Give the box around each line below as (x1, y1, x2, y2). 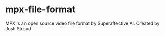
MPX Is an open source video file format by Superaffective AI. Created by (5, 20, 160, 26)
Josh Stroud (5, 25, 31, 31)
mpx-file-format (5, 4, 76, 15)
